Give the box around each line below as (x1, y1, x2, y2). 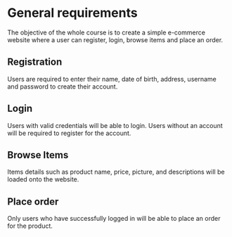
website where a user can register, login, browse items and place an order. (7, 35, 224, 44)
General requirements (7, 5, 138, 21)
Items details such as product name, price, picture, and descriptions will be (7, 167, 225, 177)
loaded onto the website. (7, 175, 79, 184)
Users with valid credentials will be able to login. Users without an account (7, 121, 223, 129)
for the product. (7, 222, 53, 230)
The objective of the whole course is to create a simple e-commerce (7, 28, 206, 37)
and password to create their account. (7, 82, 118, 91)
